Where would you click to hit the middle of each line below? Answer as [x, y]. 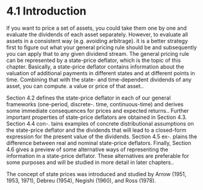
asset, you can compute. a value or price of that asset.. [75, 86]
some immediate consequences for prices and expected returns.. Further [98, 110]
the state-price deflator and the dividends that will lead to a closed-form [96, 130]
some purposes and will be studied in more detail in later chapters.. [90, 162]
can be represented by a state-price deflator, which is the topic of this [94, 60]
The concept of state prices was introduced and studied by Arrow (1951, [96, 174]
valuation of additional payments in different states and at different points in [101, 73]
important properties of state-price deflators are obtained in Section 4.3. [97, 117]
